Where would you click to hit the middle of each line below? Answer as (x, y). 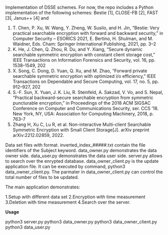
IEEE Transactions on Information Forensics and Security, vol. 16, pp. (84, 60)
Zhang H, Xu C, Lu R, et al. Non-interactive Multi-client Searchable (82, 124)
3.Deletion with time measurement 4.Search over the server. (68, 202)
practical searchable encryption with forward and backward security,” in (88, 33)
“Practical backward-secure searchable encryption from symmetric (83, 98)
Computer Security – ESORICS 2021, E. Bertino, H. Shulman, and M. (83, 38)
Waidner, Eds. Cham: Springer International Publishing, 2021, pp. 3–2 (84, 44)
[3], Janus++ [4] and (27, 18)
